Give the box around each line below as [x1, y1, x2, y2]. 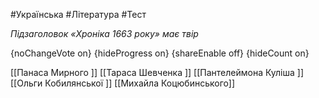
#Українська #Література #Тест [10, 9, 147, 20]
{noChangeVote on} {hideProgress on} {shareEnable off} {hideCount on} [10, 47, 310, 59]
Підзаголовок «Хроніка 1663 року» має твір [10, 28, 199, 39]
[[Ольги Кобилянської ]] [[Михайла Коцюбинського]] [10, 77, 235, 89]
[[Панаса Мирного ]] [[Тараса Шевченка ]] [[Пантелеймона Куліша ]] [10, 67, 305, 78]
